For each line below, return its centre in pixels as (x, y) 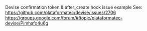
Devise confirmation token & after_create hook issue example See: (74, 7)
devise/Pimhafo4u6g (27, 23)
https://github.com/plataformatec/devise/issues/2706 (61, 12)
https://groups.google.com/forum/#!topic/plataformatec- (64, 18)
